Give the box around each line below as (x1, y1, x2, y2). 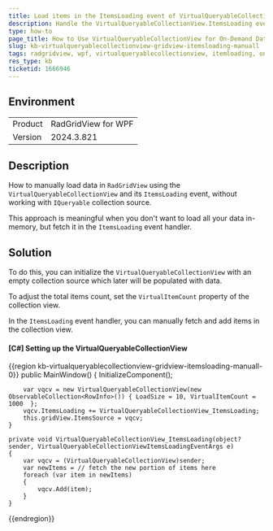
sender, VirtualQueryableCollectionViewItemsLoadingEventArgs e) (8, 442, 234, 451)
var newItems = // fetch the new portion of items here (23, 464, 217, 472)
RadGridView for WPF (50, 118, 134, 129)
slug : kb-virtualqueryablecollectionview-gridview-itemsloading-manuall (8, 42, 260, 50)
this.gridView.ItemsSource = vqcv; (23, 414, 144, 423)
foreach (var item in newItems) (23, 471, 132, 480)
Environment (8, 95, 76, 109)
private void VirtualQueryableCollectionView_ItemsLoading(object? (8, 436, 242, 444)
